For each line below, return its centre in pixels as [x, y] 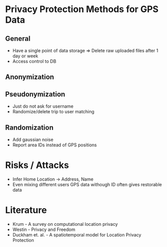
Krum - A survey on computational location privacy [65, 224]
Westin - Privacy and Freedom [44, 229]
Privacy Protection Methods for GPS [82, 9]
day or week [25, 56]
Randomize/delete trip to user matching [53, 112]
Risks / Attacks [37, 165]
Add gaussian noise [33, 140]
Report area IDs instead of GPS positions [54, 145]
